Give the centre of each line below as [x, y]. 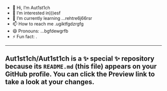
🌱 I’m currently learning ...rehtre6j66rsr [52, 18]
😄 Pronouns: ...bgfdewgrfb [40, 31]
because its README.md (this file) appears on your [81, 66]
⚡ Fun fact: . [25, 37]
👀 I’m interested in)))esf [36, 13]
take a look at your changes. [50, 82]
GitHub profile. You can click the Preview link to [80, 74]
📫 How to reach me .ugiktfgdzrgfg [48, 24]
